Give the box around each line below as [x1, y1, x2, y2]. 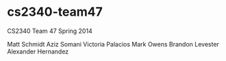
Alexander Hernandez [7, 47, 69, 56]
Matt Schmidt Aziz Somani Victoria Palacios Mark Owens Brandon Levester [7, 40, 219, 48]
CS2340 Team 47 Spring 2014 [7, 27, 92, 35]
